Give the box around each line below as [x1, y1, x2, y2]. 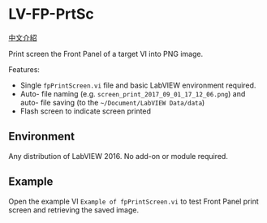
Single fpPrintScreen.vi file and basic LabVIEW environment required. [19, 80, 256, 90]
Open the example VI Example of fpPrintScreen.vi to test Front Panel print [8, 196, 260, 206]
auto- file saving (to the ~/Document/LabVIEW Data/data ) [19, 97, 205, 107]
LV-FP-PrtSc [8, 5, 95, 24]
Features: [8, 64, 41, 74]
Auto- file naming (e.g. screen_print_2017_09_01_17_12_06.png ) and [19, 88, 246, 98]
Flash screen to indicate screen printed [19, 106, 152, 116]
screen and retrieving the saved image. [8, 204, 140, 215]
